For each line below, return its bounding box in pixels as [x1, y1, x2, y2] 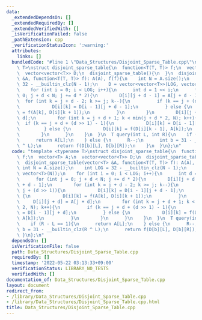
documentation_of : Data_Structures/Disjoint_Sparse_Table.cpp [6, 277, 165, 283]
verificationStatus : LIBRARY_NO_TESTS [11, 265, 109, 272]
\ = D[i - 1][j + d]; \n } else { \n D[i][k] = [17, 210, 187, 216]
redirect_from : [6, 288, 44, 294]
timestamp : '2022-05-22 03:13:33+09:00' [11, 260, 114, 266]
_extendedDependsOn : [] [11, 14, 71, 20]
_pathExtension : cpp [11, 37, 63, 43]
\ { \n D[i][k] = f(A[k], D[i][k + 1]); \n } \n [17, 193, 187, 199]
